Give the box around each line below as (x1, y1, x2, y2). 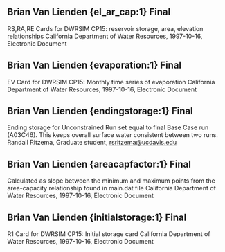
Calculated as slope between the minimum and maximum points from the (7, 177, 216, 185)
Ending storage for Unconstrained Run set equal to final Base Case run (7, 123, 209, 132)
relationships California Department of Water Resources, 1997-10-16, (7, 32, 203, 40)
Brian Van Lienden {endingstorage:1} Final (7, 105, 193, 117)
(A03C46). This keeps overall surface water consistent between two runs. (7, 131, 218, 139)
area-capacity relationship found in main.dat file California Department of (7, 184, 217, 192)
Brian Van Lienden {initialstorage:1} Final (7, 211, 187, 223)
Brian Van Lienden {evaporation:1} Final (7, 60, 182, 71)
